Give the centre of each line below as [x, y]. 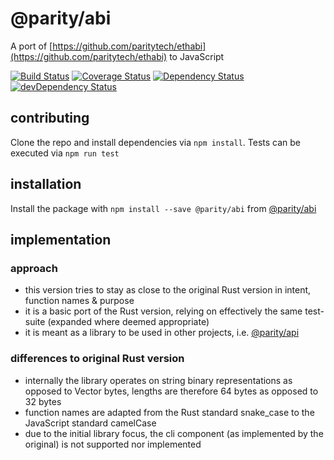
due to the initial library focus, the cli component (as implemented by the [174, 433]
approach [34, 268]
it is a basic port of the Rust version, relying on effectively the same [163, 311]
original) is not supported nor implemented [113, 444]
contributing [50, 118]
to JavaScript [197, 56]
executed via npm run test [65, 153]
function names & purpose [79, 301]
